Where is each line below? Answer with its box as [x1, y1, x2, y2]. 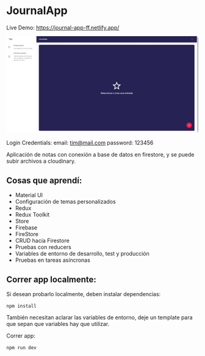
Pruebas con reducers [15, 243, 71, 251]
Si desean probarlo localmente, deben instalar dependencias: [6, 291, 161, 298]
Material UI [15, 191, 43, 199]
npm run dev [6, 345, 37, 351]
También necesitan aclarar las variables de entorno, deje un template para [6, 314, 193, 321]
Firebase [15, 224, 38, 231]
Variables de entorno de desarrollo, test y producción [15, 250, 149, 258]
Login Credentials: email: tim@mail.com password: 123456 [6, 139, 154, 147]
